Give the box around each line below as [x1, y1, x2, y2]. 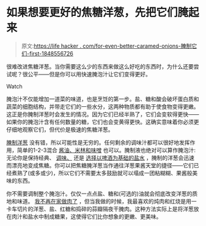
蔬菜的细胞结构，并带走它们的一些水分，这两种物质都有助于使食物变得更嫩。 [6, 103, 199, 110]
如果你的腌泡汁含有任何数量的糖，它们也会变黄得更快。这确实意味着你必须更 [6, 118, 199, 125]
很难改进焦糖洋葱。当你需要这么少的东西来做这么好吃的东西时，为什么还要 [6, 62, 194, 70]
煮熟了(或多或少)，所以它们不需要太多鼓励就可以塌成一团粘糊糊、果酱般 [11, 169, 193, 177]
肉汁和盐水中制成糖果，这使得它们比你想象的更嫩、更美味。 [11, 213, 162, 220]
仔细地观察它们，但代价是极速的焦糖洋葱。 [6, 126, 114, 133]
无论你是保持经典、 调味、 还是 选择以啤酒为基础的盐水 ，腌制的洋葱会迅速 [6, 154, 194, 161]
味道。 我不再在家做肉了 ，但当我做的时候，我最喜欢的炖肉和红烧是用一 [17, 197, 197, 205]
